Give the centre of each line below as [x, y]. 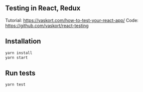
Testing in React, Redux [43, 8]
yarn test [16, 84]
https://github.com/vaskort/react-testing [47, 25]
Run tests [20, 73]
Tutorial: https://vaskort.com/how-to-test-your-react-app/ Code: [72, 20]
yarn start [17, 57]
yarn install [19, 53]
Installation [23, 41]
